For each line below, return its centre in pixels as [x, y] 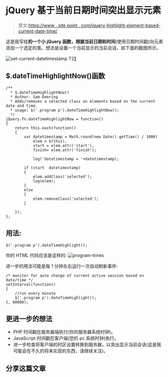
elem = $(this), [50, 141]
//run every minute [35, 293]
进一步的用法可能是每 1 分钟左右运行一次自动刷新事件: [62, 266]
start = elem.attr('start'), [64, 145]
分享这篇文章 [26, 368]
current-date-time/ [38, 31]
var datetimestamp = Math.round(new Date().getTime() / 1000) [91, 137]
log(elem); [44, 181]
